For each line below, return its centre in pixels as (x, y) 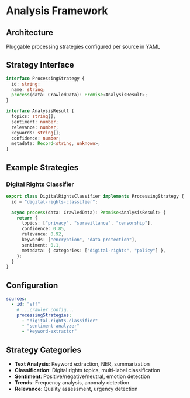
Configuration (32, 285)
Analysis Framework (57, 11)
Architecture (30, 33)
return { (27, 218)
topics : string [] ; (34, 117)
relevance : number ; (35, 127)
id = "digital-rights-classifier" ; (55, 202)
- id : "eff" (26, 304)
